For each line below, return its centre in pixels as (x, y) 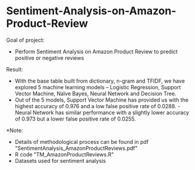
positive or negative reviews (49, 58)
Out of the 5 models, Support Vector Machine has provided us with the (102, 100)
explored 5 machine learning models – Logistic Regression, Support (98, 87)
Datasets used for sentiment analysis (60, 160)
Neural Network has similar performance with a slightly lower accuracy (102, 112)
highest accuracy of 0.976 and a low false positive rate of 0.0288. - (97, 106)
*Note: (15, 130)
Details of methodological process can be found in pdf (82, 141)
